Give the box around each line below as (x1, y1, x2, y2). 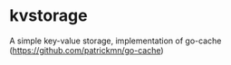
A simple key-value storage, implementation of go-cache (9, 35, 222, 46)
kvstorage (9, 5, 88, 26)
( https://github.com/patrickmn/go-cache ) (9, 44, 165, 55)
